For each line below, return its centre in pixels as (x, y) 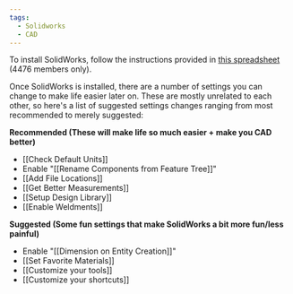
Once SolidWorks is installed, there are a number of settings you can (136, 87)
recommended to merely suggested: (77, 115)
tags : (19, 17)
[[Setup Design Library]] (67, 197)
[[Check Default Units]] (65, 160)
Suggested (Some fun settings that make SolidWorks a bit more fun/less (146, 224)
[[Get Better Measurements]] (76, 188)
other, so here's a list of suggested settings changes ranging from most (141, 106)
